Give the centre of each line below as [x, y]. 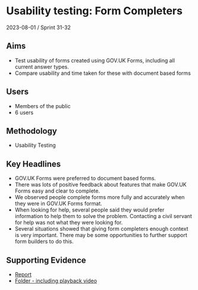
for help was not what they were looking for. [69, 223]
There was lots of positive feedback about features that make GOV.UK [101, 185]
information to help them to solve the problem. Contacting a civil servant [103, 216]
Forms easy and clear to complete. [57, 191]
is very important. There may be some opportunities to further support [101, 235]
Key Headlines [34, 164]
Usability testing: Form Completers [95, 11]
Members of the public [43, 106]
